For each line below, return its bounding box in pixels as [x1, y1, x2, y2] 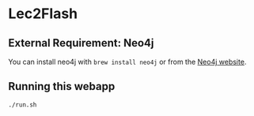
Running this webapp [8, 80, 116, 93]
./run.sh [8, 100, 37, 109]
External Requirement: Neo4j [8, 36, 154, 50]
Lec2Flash [8, 5, 78, 23]
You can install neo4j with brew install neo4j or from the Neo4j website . [8, 57, 247, 66]
